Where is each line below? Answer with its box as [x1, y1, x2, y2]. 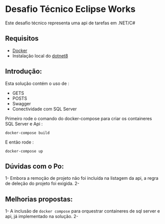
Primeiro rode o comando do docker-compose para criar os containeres [5, 115, 152, 121]
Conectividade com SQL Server [12, 106, 77, 112]
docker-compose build [5, 130, 50, 135]
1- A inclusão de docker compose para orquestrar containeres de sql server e [5, 208, 160, 214]
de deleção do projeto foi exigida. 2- [5, 180, 80, 187]
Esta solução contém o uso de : [5, 80, 69, 86]
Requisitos [5, 34, 39, 43]
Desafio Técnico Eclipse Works [5, 3, 136, 15]
